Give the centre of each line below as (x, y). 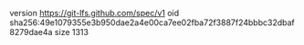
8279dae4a (31, 32)
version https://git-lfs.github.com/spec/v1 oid (94, 13)
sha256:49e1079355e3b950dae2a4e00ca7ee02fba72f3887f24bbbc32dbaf (152, 22)
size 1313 (72, 32)
